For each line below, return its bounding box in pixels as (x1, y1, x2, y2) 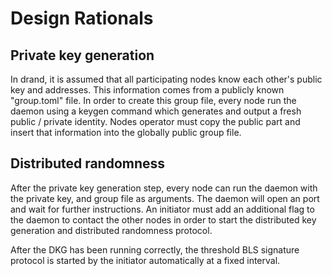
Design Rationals (10, 7, 154, 30)
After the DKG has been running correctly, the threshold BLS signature (10, 243, 300, 256)
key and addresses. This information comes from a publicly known (10, 84, 285, 96)
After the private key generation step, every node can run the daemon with (10, 182, 318, 194)
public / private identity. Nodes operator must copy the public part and (10, 116, 301, 127)
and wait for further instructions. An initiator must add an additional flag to (10, 203, 315, 215)
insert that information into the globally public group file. (10, 127, 242, 138)
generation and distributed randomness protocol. (10, 224, 213, 236)
